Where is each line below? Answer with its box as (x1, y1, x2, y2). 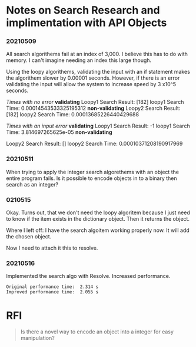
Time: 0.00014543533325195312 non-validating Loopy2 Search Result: (6, 104, 181, 112)
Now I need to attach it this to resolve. (6, 244, 98, 251)
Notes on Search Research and (6, 4, 160, 17)
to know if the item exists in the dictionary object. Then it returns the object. (6, 215, 190, 222)
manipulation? (20, 335, 55, 342)
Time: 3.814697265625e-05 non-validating (6, 129, 112, 136)
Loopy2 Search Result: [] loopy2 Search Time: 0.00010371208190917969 (6, 140, 183, 148)
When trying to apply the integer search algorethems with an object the (6, 168, 180, 175)
